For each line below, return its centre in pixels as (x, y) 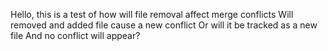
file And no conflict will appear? (75, 35)
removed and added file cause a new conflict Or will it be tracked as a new (164, 25)
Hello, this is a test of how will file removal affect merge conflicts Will (152, 14)
